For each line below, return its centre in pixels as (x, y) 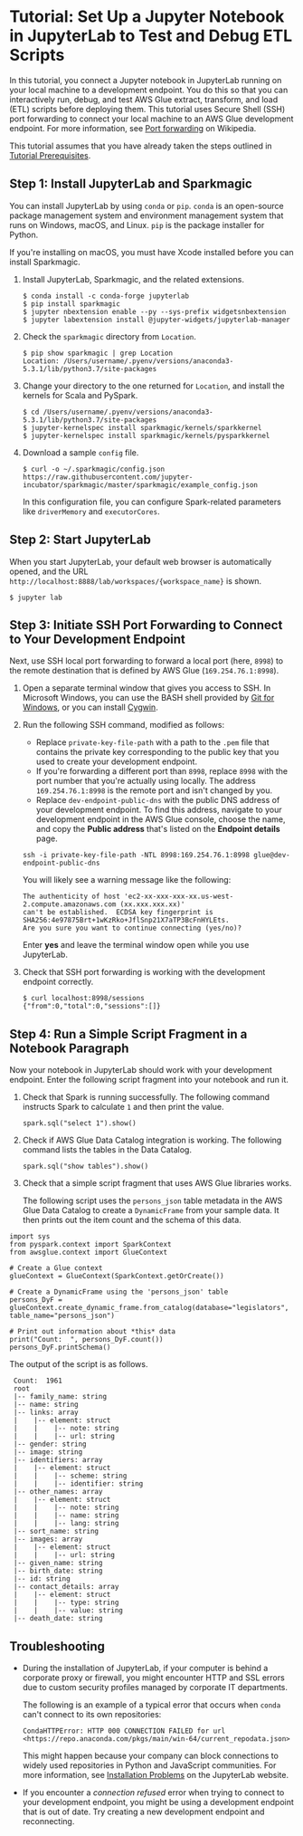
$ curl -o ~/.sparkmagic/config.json (94, 469)
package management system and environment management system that (147, 215)
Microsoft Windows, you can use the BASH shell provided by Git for (148, 698)
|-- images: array (48, 1540)
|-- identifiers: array (58, 1460)
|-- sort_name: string (56, 1532)
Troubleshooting (57, 1646)
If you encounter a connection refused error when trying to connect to (153, 1793)
